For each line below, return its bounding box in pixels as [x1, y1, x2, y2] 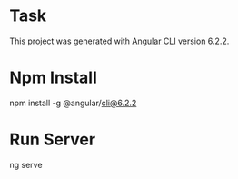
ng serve [9, 159, 43, 170]
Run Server [9, 129, 96, 150]
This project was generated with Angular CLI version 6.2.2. [9, 35, 230, 46]
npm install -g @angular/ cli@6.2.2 [9, 97, 137, 108]
